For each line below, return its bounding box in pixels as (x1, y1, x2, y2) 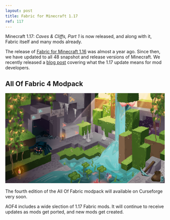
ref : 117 (5, 19, 24, 24)
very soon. (5, 193, 28, 200)
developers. (5, 65, 30, 71)
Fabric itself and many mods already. (5, 39, 82, 45)
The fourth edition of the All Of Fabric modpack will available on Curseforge (5, 188, 163, 194)
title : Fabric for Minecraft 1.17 (5, 13, 78, 19)
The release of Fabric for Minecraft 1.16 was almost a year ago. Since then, (5, 49, 161, 55)
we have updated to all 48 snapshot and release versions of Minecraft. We (5, 54, 160, 60)
